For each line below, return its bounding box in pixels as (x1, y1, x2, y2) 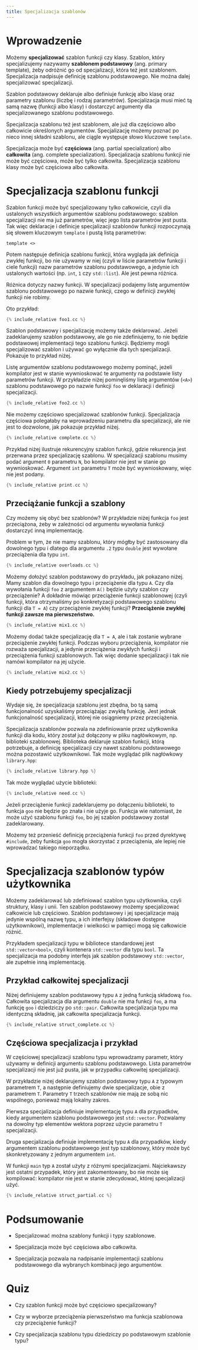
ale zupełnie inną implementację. (6, 959, 86, 966)
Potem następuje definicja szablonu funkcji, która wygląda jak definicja (6, 251, 179, 258)
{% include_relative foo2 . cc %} (6, 400, 86, 406)
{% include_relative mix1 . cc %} (6, 622, 86, 628)
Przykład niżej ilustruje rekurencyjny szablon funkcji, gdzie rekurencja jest (6, 446, 186, 453)
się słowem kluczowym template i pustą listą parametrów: (6, 229, 147, 236)
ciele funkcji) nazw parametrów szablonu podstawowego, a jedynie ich (6, 263, 179, 270)
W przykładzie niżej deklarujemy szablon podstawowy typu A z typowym (6, 1077, 183, 1085)
